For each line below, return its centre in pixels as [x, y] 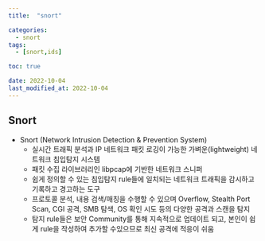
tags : [17, 45]
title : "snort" [35, 16]
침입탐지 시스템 [77, 159]
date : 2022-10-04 [37, 81]
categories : [28, 30]
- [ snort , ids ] [39, 52]
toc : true [25, 67]
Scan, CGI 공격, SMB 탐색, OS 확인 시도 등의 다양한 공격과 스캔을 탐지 [141, 208]
